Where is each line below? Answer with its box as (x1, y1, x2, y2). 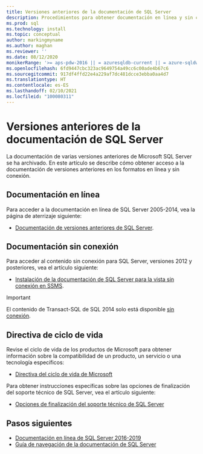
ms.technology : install (6, 25, 66, 32)
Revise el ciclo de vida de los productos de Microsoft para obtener (6, 346, 172, 353)
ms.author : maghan (6, 43, 53, 49)
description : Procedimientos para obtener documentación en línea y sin (6, 15, 193, 21)
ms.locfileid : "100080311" (6, 93, 74, 100)
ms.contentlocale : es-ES (6, 83, 69, 89)
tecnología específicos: (6, 359, 65, 366)
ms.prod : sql (6, 20, 39, 26)
